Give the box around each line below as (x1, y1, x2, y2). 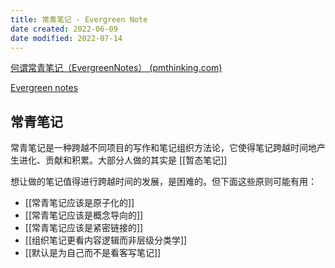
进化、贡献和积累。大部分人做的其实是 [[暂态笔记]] (18, 154, 228, 166)
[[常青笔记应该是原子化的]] (24, 197, 135, 209)
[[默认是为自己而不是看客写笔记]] (24, 247, 162, 259)
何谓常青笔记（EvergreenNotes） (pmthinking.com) (10, 62, 223, 74)
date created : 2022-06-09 (10, 24, 118, 34)
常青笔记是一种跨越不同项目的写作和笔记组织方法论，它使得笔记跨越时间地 (10, 142, 317, 154)
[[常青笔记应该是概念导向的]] (24, 209, 144, 221)
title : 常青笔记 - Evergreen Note (10, 14, 148, 25)
